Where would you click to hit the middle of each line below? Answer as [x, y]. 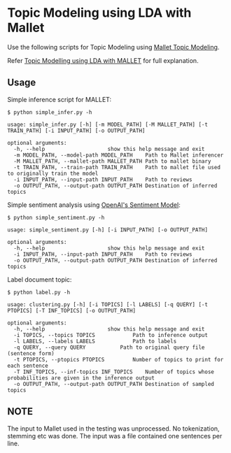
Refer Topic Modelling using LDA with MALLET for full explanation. [103, 60]
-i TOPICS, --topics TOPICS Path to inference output [111, 335]
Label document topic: [40, 279]
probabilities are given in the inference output [81, 378]
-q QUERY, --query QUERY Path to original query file [109, 347]
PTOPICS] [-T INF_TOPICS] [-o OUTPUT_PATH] [72, 310]
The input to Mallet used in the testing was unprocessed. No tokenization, [113, 429]
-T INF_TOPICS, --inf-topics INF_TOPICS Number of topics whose [114, 372]
